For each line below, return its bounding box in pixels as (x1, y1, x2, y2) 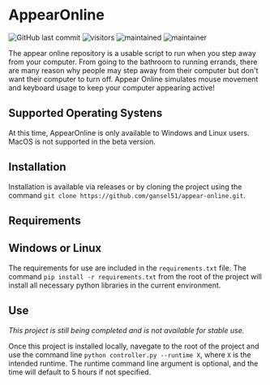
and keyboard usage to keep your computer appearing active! (8, 83, 215, 93)
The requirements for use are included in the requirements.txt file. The (8, 262, 246, 273)
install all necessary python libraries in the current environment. (8, 280, 221, 290)
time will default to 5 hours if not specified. (8, 367, 152, 377)
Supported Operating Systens (8, 106, 163, 120)
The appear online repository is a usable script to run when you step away (8, 48, 257, 58)
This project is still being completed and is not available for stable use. (8, 325, 245, 335)
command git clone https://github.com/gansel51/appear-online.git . (8, 190, 246, 200)
